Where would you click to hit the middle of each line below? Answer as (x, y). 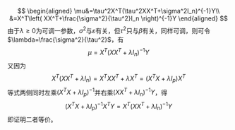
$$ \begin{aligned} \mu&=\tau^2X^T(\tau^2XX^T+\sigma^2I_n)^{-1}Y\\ (119, 11)
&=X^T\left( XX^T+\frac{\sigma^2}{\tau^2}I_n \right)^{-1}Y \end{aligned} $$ (119, 18)
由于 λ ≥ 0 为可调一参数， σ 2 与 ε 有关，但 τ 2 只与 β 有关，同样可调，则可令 (109, 30)
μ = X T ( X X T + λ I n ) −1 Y (119, 52)
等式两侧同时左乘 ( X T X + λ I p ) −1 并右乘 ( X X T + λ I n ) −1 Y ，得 (88, 93)
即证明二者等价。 (32, 119)
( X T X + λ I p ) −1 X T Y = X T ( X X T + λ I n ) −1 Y (119, 107)
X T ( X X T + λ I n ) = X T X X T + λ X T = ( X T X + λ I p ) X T (119, 78)
